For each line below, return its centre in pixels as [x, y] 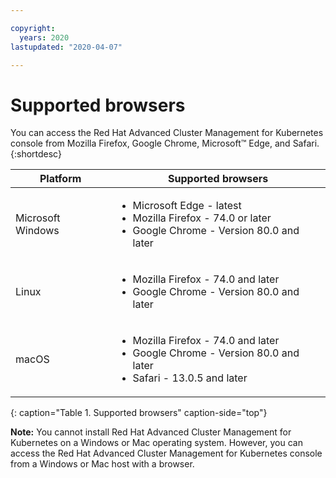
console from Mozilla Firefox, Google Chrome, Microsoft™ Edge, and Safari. [165, 143]
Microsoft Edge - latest [187, 206]
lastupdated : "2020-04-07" [66, 47]
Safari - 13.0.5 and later [190, 378]
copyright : [33, 28]
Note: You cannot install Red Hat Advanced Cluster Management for [151, 432]
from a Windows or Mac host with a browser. [102, 464]
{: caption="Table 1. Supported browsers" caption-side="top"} [139, 413]
